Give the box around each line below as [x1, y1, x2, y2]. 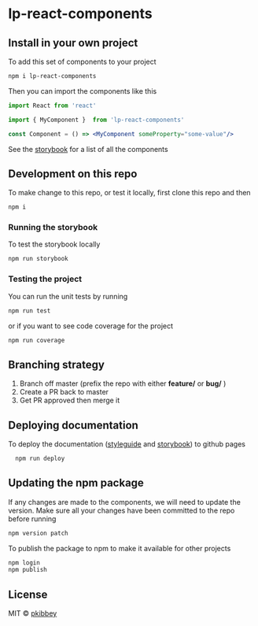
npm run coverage [8, 336, 65, 344]
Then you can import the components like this [8, 86, 157, 95]
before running [8, 513, 57, 524]
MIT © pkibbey [8, 609, 57, 618]
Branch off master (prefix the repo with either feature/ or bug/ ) [19, 379, 227, 388]
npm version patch [8, 529, 68, 537]
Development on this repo [8, 167, 138, 180]
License [8, 587, 48, 601]
